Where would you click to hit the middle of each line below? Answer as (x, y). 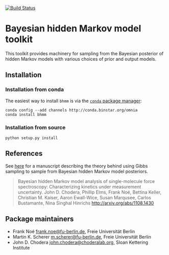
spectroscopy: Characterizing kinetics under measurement (79, 187)
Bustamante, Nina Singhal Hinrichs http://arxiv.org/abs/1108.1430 (86, 203)
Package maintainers (39, 219)
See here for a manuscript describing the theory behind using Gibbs (77, 166)
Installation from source (36, 127)
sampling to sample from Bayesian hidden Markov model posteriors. (77, 171)
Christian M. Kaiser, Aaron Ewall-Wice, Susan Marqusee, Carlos (84, 197)
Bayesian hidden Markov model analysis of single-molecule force (86, 181)
